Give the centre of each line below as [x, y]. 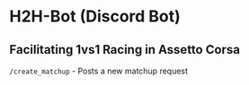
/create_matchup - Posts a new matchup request [99, 71]
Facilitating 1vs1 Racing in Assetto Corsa [125, 50]
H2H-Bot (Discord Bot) [95, 17]
